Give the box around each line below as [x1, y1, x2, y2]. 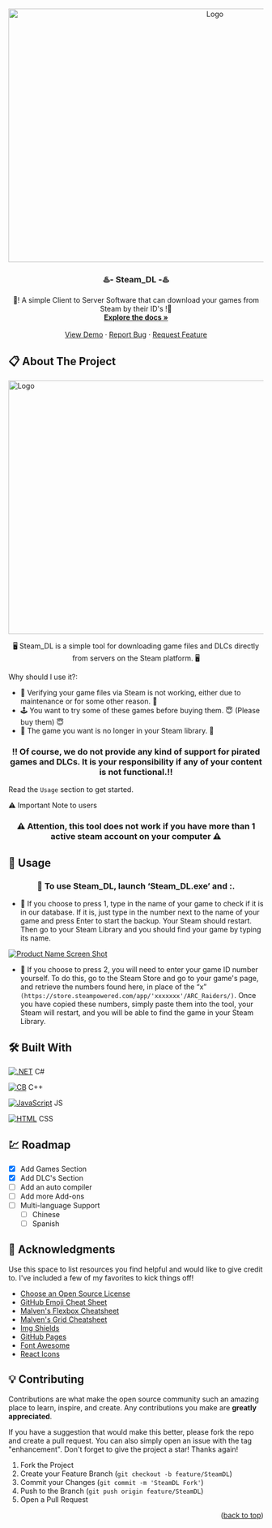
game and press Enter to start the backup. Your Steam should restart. [19, 916, 253, 926]
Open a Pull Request [19, 1494, 89, 1504]
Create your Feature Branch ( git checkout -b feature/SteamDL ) [19, 1469, 233, 1479]
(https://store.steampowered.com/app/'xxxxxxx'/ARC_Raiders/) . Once [19, 991, 257, 1001]
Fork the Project [19, 1460, 74, 1470]
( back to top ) [220, 1510, 264, 1520]
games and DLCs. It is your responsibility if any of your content [10, 756, 262, 768]
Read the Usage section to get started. [8, 785, 134, 794]
